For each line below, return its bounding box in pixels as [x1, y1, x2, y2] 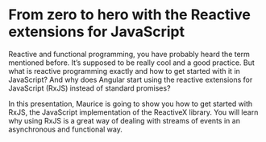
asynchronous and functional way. [8, 124, 123, 134]
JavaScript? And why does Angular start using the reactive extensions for [8, 75, 253, 84]
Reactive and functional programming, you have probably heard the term [8, 49, 250, 59]
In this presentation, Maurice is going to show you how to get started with [8, 99, 253, 108]
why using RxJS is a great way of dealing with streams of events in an [8, 116, 240, 125]
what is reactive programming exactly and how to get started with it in [8, 66, 240, 75]
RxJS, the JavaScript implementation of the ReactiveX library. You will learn [8, 107, 259, 117]
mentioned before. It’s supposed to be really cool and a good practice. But [8, 58, 256, 67]
